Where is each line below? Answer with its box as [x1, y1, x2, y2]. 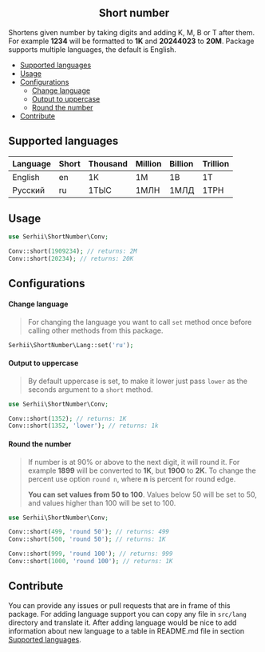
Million [135, 158, 162, 169]
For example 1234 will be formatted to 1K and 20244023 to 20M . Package [8, 36, 255, 46]
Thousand [88, 158, 128, 169]
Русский [12, 184, 45, 195]
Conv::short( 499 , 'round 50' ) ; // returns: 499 [8, 528, 170, 536]
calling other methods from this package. [27, 326, 164, 335]
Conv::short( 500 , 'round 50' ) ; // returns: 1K [8, 535, 166, 543]
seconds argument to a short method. [27, 384, 153, 394]
